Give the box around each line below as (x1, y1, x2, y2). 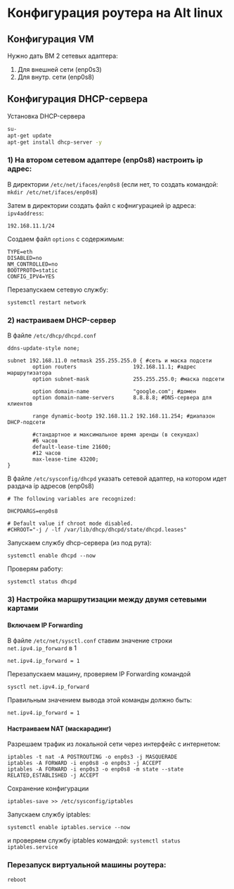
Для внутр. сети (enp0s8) (17, 73, 95, 81)
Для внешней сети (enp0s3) (17, 66, 102, 73)
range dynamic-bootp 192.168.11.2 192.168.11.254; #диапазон (32, 413, 216, 420)
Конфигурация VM (7, 33, 94, 45)
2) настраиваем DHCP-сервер (7, 315, 117, 325)
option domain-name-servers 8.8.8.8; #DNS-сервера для (32, 394, 212, 402)
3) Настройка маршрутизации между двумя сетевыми (7, 594, 207, 604)
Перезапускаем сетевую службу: (7, 285, 109, 294)
